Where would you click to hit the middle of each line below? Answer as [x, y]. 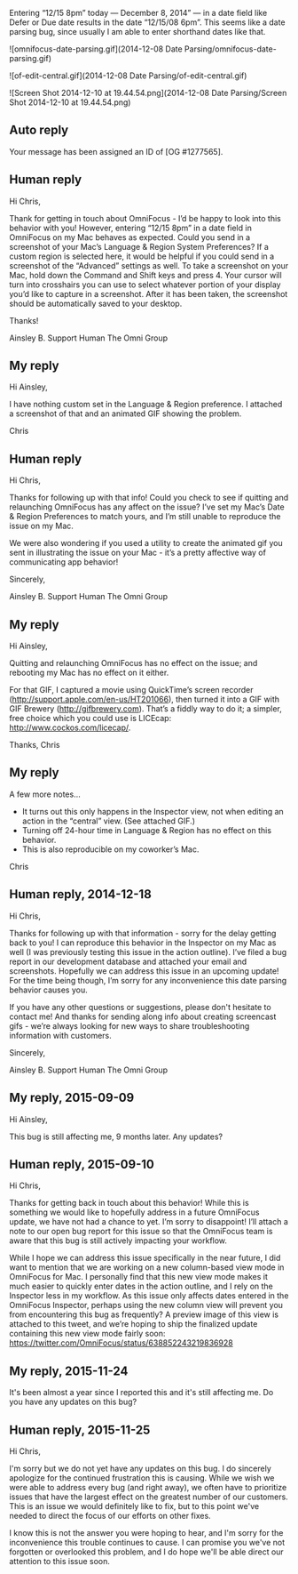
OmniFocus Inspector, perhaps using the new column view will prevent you [146, 1305]
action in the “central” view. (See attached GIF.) [108, 821]
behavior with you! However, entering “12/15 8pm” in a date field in [131, 228]
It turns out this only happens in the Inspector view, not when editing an [153, 811]
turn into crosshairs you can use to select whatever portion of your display [145, 285]
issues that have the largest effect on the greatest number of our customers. [149, 1497]
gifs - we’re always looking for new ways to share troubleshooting [129, 1025]
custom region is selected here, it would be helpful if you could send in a [142, 256]
